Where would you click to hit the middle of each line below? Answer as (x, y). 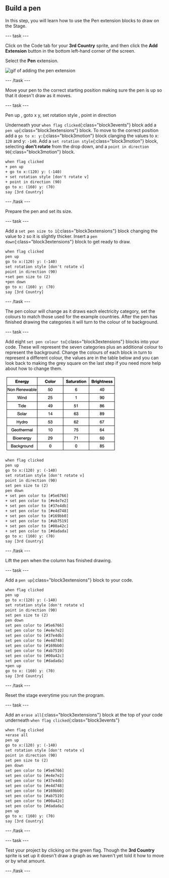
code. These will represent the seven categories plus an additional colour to (84, 347)
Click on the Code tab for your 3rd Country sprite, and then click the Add (81, 46)
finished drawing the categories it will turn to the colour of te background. (82, 322)
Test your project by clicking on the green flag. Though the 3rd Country (80, 850)
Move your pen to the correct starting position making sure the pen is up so (84, 90)
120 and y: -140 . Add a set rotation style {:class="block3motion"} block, (82, 141)
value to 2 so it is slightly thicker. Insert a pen (51, 236)
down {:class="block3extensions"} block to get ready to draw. (68, 241)
